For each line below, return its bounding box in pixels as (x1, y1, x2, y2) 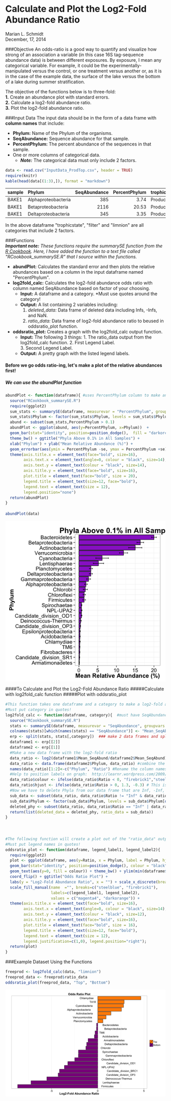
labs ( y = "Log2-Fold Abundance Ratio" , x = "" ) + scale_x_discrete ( (10, 879, 158, 884)
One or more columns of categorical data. (12, 152, 101, 158)
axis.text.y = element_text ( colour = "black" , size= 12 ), (23, 912, 147, 917)
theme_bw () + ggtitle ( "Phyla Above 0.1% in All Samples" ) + (10, 436, 140, 441)
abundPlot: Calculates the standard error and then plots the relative (12, 264, 155, 270)
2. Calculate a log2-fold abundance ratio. (5, 99, 92, 105)
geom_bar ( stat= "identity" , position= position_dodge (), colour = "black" (10, 864, 167, 869)
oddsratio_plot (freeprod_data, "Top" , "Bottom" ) (5, 980, 110, 985)
